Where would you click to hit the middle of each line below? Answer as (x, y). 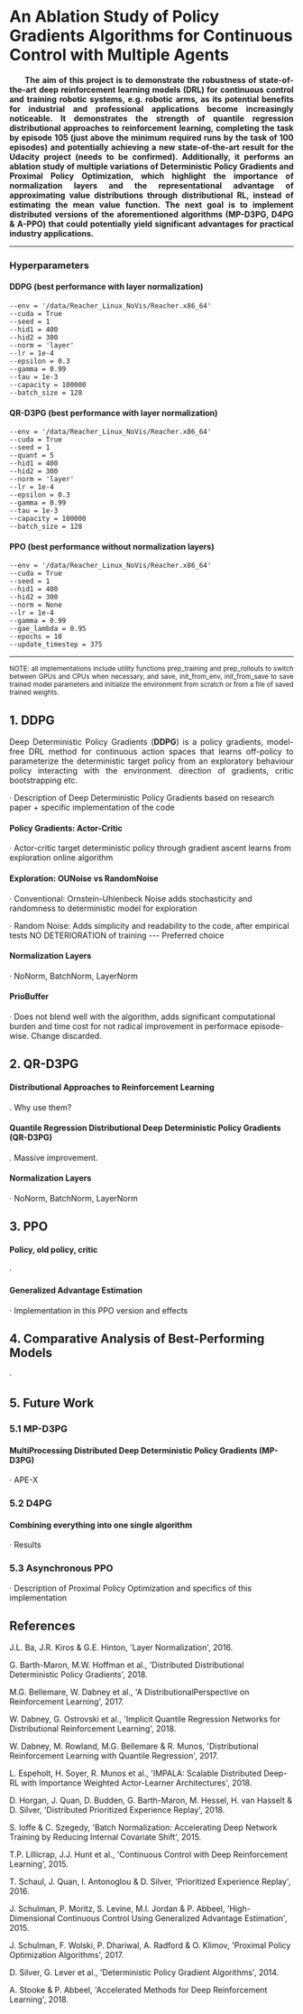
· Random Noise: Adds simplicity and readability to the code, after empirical (150, 925)
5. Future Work (52, 1403)
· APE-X (24, 1480)
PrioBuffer (29, 997)
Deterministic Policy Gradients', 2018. (78, 1675)
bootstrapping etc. (44, 780)
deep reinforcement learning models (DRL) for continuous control (166, 89)
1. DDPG (32, 720)
